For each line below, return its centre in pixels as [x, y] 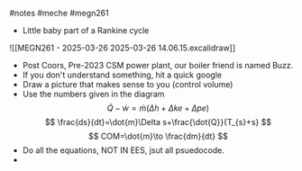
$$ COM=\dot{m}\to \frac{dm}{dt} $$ [158, 136]
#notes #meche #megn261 [59, 13]
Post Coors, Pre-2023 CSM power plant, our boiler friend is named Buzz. [158, 65]
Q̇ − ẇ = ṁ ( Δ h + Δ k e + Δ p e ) [158, 108]
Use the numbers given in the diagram [93, 94]
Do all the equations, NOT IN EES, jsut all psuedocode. [124, 150]
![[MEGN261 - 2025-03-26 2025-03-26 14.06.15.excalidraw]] [123, 48]
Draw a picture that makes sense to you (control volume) [128, 84]
